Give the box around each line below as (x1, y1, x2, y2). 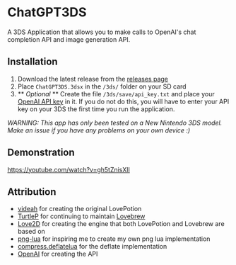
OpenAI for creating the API (17, 249, 98, 259)
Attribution (7, 186, 57, 198)
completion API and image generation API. (7, 35, 131, 43)
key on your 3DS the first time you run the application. (17, 104, 175, 113)
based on (17, 227, 46, 236)
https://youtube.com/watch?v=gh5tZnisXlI (7, 165, 131, 174)
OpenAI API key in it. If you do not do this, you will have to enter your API (17, 97, 230, 106)
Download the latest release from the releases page (17, 74, 168, 83)
